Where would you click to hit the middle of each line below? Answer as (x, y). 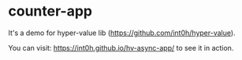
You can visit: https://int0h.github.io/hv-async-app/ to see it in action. (121, 48)
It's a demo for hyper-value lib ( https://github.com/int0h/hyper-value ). (122, 33)
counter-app (50, 11)
